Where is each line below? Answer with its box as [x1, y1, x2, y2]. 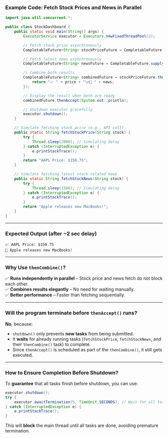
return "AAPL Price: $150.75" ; [23, 158, 88, 163]
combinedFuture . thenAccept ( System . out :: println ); [23, 98, 128, 103]
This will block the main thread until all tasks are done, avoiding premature [5, 422, 158, 428]
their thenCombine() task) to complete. [12, 341, 91, 347]
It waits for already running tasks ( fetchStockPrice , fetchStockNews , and [12, 336, 161, 342]
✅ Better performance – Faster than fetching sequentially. [5, 292, 125, 298]
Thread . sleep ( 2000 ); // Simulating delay [31, 139, 120, 144]
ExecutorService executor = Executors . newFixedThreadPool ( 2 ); [23, 34, 155, 39]
